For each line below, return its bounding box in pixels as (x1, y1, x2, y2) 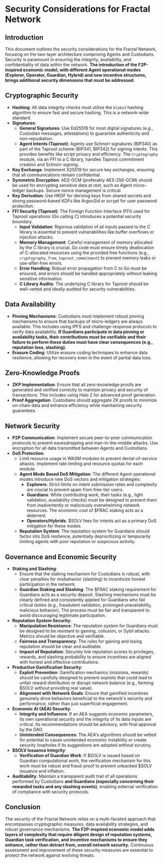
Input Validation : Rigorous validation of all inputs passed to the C (19, 224, 150, 230)
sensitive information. (19, 275, 63, 281)
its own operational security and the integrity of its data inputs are (19, 716, 152, 722)
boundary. (12, 218, 33, 224)
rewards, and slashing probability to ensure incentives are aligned (19, 654, 152, 660)
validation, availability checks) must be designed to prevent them (26, 497, 157, 503)
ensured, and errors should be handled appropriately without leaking (19, 270, 157, 276)
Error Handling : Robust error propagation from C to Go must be (19, 265, 147, 271)
